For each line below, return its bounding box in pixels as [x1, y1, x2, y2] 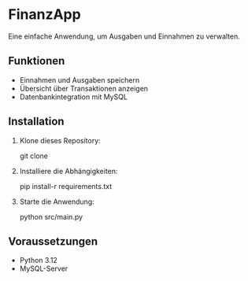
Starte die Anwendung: [19, 197, 94, 206]
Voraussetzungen [8, 235, 98, 248]
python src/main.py [19, 212, 83, 221]
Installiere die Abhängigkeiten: [19, 166, 118, 176]
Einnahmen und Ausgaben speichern [19, 75, 140, 84]
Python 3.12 [19, 256, 57, 265]
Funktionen [8, 54, 65, 68]
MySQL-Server [19, 264, 68, 273]
